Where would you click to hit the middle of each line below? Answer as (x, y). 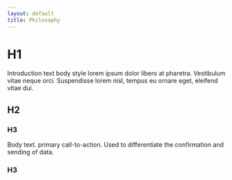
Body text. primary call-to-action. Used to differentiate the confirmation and (116, 145)
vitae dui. (20, 88)
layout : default (31, 13)
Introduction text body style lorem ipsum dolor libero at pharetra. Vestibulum (116, 73)
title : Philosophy (34, 20)
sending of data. (31, 152)
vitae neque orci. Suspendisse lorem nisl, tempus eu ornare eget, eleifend (113, 81)
